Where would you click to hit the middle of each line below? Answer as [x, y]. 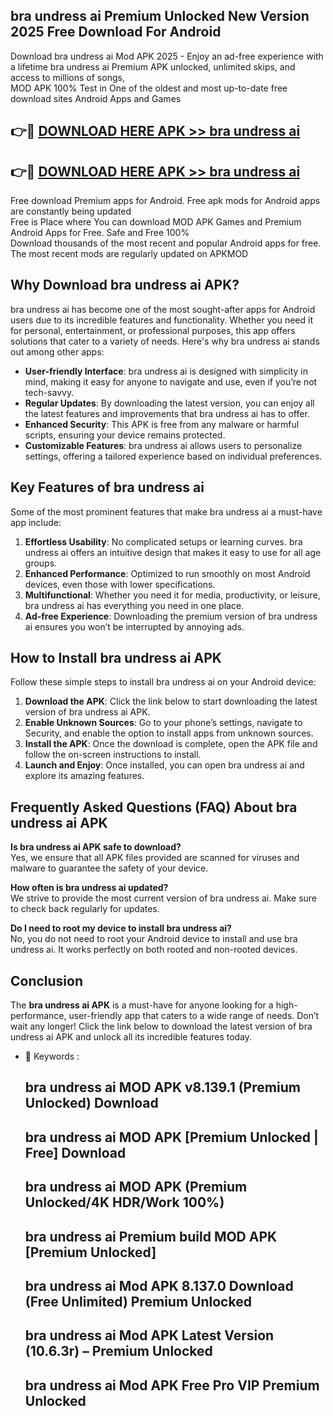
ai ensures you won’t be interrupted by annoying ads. [134, 626]
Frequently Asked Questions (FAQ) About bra [154, 807]
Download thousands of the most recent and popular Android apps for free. [166, 243]
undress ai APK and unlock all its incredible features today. [131, 1037]
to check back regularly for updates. [85, 909]
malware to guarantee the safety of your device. [109, 868]
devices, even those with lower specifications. [120, 584]
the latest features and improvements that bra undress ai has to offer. [167, 413]
